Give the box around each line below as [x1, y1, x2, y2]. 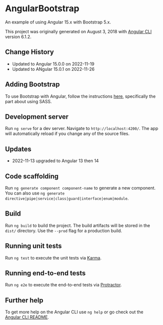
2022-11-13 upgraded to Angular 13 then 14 [12, 158, 99, 164]
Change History [5, 48, 54, 56]
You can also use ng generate [5, 190, 65, 196]
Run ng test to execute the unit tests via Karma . [5, 255, 102, 260]
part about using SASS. [5, 98, 52, 104]
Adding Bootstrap [5, 80, 60, 88]
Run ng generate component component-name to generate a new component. [5, 185, 156, 191]
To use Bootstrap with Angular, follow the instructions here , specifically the [5, 93, 156, 99]
